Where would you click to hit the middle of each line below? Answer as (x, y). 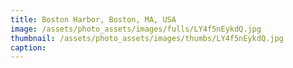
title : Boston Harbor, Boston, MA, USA (93, 19)
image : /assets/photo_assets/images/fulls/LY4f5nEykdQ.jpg (136, 29)
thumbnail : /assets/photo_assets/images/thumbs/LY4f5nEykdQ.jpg (147, 38)
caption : (28, 47)
